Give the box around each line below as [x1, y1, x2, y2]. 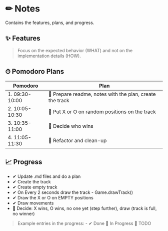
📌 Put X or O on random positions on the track [48, 108, 156, 115]
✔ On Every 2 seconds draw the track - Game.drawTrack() [12, 189, 133, 195]
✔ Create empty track [12, 184, 57, 190]
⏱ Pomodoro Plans [5, 67, 64, 76]
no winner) [12, 211, 35, 217]
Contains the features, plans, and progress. [5, 20, 94, 26]
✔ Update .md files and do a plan [12, 173, 81, 179]
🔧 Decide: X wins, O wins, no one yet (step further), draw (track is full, [12, 205, 157, 211]
